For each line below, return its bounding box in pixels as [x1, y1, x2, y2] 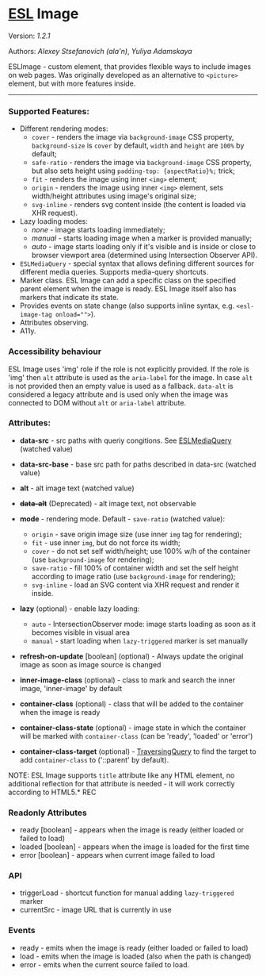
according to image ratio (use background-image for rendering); [31, 571, 236, 581]
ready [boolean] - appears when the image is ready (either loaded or [19, 825, 244, 835]
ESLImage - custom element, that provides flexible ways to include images [8, 61, 252, 71]
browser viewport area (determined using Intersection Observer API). [31, 251, 258, 260]
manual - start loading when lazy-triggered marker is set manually [31, 636, 248, 645]
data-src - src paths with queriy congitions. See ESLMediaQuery [19, 436, 232, 445]
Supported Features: [8, 106, 89, 117]
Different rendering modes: [19, 124, 108, 133]
